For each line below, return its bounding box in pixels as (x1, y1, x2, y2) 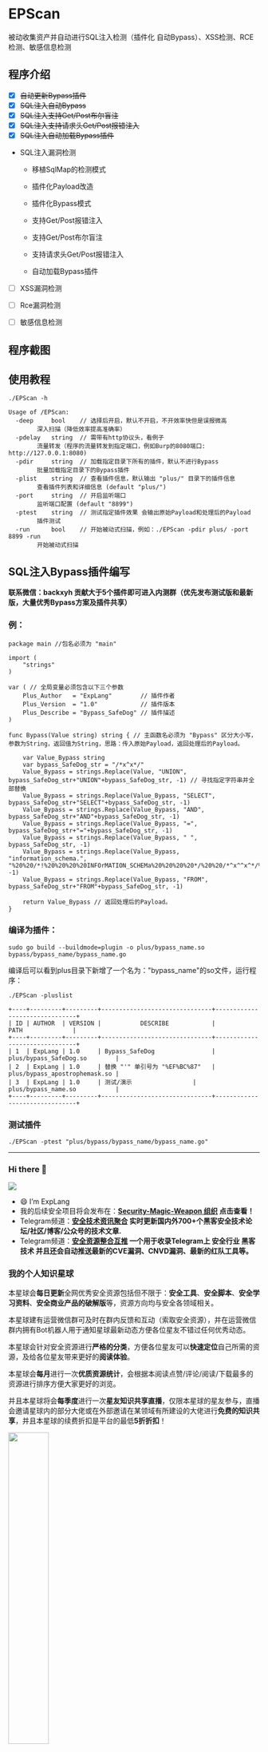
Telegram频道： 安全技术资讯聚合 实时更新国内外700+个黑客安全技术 (19, 1216, 246, 1226)
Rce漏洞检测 (19, 300, 61, 310)
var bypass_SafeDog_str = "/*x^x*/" (22, 761, 145, 769)
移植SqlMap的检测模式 (31, 165, 106, 174)
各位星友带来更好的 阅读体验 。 (35, 1352, 134, 1361)
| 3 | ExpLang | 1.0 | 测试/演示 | (8, 1078, 197, 1087)
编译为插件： (8, 924, 58, 936)
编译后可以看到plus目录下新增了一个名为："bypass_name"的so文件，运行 (8, 965, 250, 975)
